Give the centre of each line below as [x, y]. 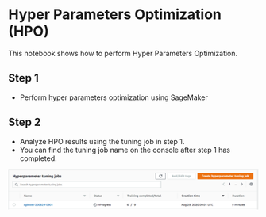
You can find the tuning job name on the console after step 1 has [125, 150]
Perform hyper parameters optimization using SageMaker [114, 97]
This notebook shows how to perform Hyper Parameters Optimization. [123, 53]
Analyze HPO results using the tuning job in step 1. [102, 141]
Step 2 [25, 122]
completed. [38, 158]
